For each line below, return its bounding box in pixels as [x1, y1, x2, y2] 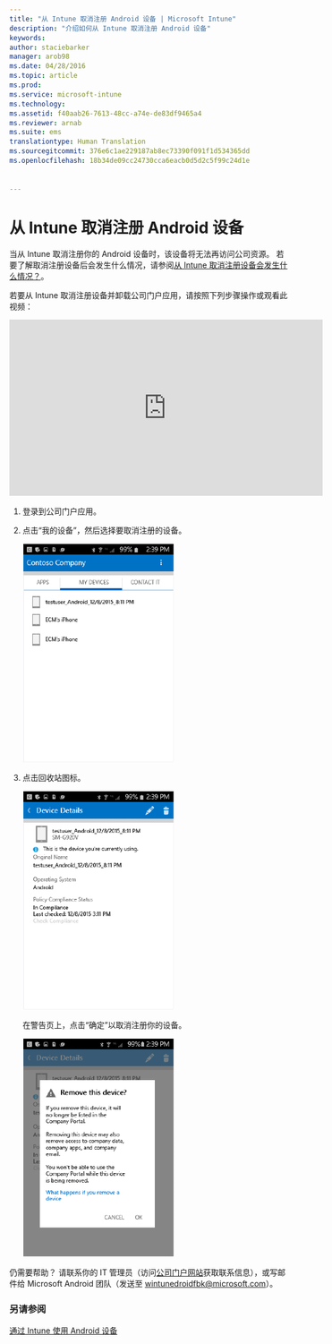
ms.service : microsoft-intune [9, 90, 123, 98]
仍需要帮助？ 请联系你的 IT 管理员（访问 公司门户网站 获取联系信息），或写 [9, 1267, 278, 1278]
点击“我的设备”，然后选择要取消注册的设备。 [21, 525, 187, 536]
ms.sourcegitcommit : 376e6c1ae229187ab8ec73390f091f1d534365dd [9, 147, 251, 156]
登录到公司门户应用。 [21, 506, 101, 517]
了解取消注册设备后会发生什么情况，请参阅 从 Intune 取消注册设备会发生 [16, 260, 280, 270]
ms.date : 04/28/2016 [9, 62, 87, 71]
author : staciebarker [9, 43, 90, 52]
